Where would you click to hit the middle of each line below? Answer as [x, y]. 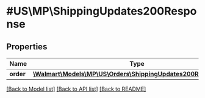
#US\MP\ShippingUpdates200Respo [102, 11]
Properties [27, 47]
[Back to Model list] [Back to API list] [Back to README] [76, 89]
